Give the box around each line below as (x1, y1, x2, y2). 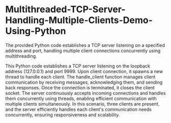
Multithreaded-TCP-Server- (5, 4, 126, 15)
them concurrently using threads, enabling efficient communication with (5, 95, 157, 102)
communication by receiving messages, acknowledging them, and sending (5, 79, 163, 85)
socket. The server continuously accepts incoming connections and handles (5, 90, 166, 96)
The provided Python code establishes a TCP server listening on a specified (5, 42, 165, 48)
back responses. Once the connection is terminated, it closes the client (5, 84, 155, 90)
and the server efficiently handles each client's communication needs (5, 106, 152, 112)
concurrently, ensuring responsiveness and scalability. (5, 111, 120, 118)
